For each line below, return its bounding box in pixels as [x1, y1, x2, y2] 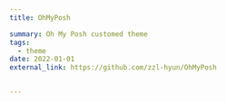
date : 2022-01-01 [9, 55, 75, 64]
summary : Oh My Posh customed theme [9, 29, 148, 39]
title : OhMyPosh [9, 13, 71, 23]
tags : [9, 38, 30, 47]
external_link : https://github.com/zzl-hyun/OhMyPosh [9, 63, 218, 72]
